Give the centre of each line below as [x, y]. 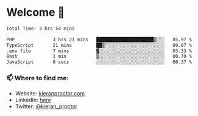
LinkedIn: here [33, 100]
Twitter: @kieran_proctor [46, 106]
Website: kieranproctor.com [50, 94]
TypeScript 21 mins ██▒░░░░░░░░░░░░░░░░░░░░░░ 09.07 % [99, 45]
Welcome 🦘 [36, 12]
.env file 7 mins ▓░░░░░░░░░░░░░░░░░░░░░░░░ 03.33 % [99, 51]
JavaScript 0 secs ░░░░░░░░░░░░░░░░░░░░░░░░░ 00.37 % [99, 62]
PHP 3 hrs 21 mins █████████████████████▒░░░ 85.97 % [99, 39]
